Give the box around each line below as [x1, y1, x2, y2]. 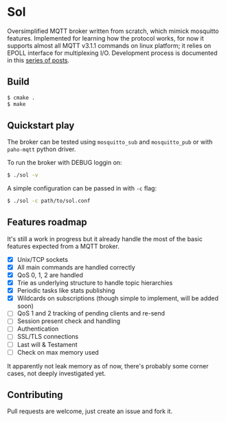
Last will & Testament [16, 340, 78, 348]
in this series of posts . [7, 56, 70, 64]
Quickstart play [7, 120, 75, 131]
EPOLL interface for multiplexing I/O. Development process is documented [7, 49, 218, 57]
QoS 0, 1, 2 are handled [16, 271, 84, 279]
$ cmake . [7, 94, 36, 101]
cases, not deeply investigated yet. [7, 369, 106, 377]
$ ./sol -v [7, 172, 38, 179]
